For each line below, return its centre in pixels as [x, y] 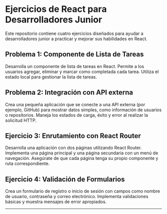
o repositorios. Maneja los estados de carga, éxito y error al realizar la [77, 115]
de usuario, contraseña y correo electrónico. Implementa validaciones [77, 197]
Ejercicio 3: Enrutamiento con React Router [73, 136]
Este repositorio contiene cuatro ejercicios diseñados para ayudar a [74, 33]
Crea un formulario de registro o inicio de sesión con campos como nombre [83, 191]
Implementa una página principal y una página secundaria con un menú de [82, 153]
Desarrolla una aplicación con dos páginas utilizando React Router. [74, 148]
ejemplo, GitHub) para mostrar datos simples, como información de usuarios [83, 110]
